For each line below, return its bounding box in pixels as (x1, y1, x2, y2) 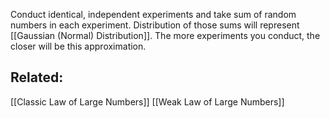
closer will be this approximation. (10, 40, 147, 52)
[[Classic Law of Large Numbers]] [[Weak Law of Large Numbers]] (10, 95, 285, 108)
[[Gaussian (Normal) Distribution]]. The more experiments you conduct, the (10, 30, 321, 41)
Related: (10, 69, 64, 86)
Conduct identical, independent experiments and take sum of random (10, 9, 297, 20)
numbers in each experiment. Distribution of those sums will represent (10, 19, 300, 31)
